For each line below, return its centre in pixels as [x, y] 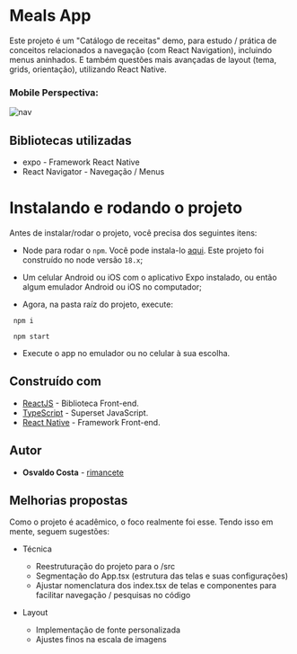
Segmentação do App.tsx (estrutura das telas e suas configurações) [162, 576]
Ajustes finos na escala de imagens [101, 640]
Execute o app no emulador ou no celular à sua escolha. [126, 353]
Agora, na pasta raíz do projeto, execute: [97, 304]
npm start [31, 336]
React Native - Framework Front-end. [91, 422]
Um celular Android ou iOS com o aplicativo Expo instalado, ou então [149, 277]
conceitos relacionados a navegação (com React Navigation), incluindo [140, 49]
